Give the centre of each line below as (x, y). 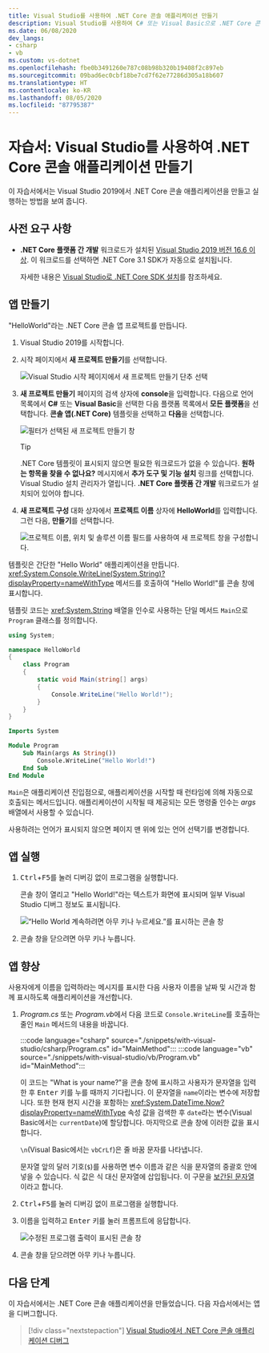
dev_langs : (26, 38)
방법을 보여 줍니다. (58, 201)
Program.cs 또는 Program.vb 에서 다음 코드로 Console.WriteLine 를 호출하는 (140, 1015)
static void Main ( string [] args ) (93, 680)
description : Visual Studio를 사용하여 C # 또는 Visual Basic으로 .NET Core (130, 23)
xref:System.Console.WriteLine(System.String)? (87, 573)
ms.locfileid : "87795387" (51, 105)
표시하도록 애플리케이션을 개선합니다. (74, 997)
